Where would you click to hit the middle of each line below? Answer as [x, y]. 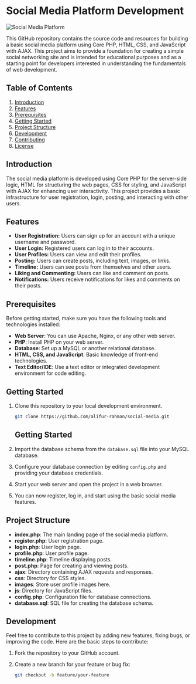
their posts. [28, 286]
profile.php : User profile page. [51, 553]
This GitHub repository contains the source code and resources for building [97, 38]
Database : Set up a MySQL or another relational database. [85, 348]
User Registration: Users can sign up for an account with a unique [95, 236]
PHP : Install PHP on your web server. [59, 342]
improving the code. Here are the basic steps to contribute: [77, 642]
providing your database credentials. [59, 473]
